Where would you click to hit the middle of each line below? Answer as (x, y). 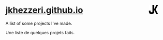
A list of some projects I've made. (39, 23)
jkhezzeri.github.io (44, 10)
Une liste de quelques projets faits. (40, 32)
